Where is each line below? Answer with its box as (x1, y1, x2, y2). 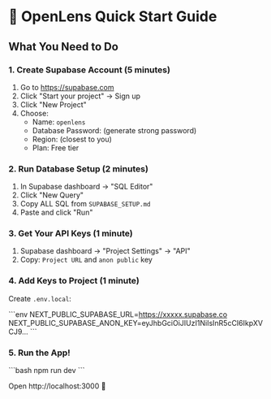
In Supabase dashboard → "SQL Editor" (19, 182, 153, 192)
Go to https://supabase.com (19, 82, 114, 92)
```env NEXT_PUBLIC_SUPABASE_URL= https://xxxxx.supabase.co (8, 309, 228, 319)
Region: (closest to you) (32, 134, 112, 144)
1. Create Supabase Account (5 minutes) (8, 64, 170, 76)
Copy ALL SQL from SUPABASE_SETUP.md (19, 199, 152, 209)
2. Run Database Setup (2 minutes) (8, 163, 148, 174)
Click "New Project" (19, 99, 87, 109)
